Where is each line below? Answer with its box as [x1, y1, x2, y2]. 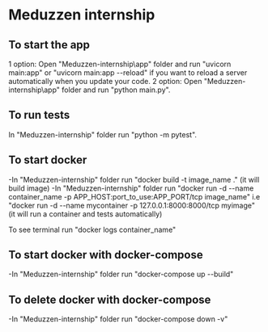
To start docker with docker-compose [8, 248, 204, 262]
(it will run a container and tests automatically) [8, 208, 163, 219]
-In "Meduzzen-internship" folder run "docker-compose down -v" [8, 314, 228, 324]
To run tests [8, 108, 70, 122]
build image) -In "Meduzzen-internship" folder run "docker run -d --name [8, 183, 254, 193]
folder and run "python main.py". [62, 85, 171, 95]
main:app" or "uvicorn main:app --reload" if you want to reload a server [8, 68, 248, 78]
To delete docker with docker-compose [8, 292, 211, 306]
